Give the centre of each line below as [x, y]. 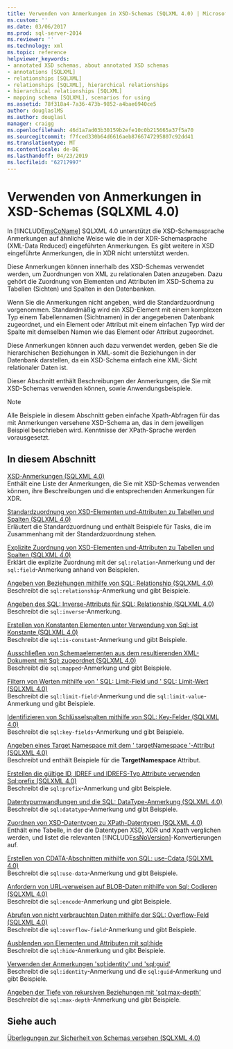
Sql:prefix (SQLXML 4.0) [42, 780]
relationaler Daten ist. [37, 367]
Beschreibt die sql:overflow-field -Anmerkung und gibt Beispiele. [102, 929]
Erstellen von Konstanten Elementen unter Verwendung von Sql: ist [103, 625]
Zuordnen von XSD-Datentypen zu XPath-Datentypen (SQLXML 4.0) [105, 822]
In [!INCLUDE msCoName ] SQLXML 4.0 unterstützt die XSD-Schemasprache [116, 231]
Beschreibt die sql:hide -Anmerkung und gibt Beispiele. [86, 950]
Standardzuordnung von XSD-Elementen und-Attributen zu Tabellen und [111, 511]
